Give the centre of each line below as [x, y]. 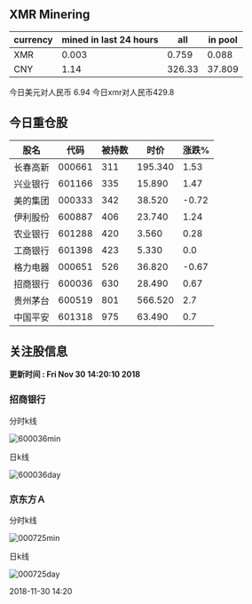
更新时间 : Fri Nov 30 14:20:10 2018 [75, 374]
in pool [223, 39]
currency [33, 39]
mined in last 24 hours [110, 39]
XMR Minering [50, 15]
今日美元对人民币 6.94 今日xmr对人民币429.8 [92, 91]
